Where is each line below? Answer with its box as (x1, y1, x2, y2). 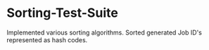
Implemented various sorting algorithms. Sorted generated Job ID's (6, 28, 202, 37)
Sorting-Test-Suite (6, 5, 119, 21)
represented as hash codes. (6, 35, 88, 44)
